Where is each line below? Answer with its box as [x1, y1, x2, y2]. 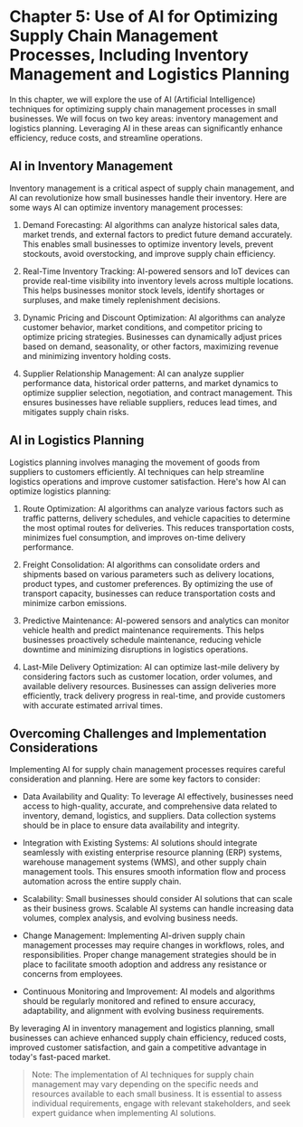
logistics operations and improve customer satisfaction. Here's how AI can [9, 476, 287, 487]
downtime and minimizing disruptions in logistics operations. [22, 644, 249, 655]
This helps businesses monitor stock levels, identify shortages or [22, 285, 265, 296]
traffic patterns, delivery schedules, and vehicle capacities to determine [22, 513, 291, 524]
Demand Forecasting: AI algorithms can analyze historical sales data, [22, 219, 280, 230]
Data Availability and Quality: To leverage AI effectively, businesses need [22, 791, 294, 802]
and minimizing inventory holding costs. [22, 350, 172, 361]
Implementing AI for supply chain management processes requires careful [9, 764, 286, 775]
